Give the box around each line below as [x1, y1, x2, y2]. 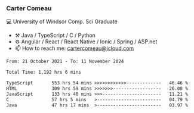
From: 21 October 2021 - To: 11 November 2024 [6, 58, 124, 65]
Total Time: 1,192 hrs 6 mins [6, 70, 82, 76]
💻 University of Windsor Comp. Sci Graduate [6, 18, 118, 25]
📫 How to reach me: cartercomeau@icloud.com [14, 45, 134, 52]
